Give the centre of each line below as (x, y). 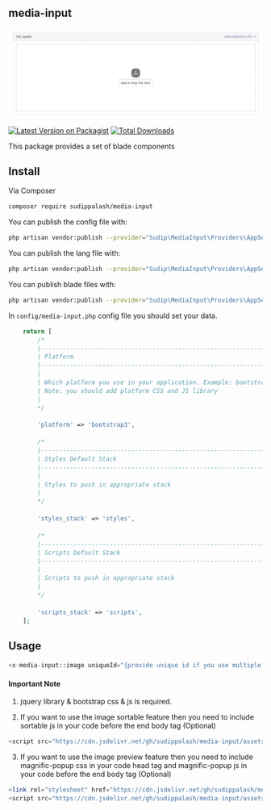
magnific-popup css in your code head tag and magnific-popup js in (133, 766)
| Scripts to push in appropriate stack (106, 578)
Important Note (35, 683)
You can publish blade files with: (62, 284)
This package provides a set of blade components (92, 146)
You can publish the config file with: (68, 222)
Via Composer (32, 191)
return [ (38, 331)
